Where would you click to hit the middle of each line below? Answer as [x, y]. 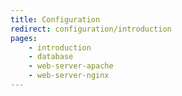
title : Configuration [55, 19]
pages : [24, 38]
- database [51, 57]
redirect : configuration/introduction [91, 29]
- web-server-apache [71, 66]
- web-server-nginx [69, 76]
